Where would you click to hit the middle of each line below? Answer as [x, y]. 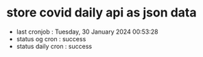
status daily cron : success [54, 46]
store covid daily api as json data [101, 13]
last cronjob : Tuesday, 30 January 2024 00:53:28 [87, 32]
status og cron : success [51, 38]
